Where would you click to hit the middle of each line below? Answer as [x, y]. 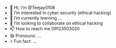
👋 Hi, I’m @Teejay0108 [32, 8]
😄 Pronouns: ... [25, 36]
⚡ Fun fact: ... [23, 41]
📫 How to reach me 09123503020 [45, 29]
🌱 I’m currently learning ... [36, 18]
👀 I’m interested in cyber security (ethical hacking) [60, 13]
